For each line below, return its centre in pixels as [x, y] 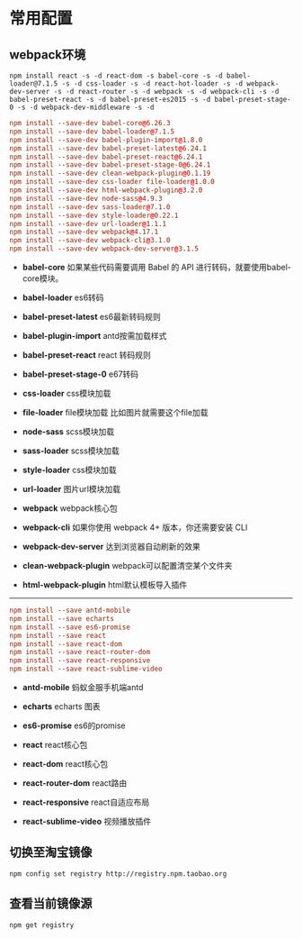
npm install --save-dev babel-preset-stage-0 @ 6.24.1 [110, 165]
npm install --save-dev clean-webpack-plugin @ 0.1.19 [110, 173]
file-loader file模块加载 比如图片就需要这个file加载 [115, 412]
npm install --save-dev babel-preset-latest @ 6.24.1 [108, 148]
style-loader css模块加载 [69, 470]
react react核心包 [55, 745]
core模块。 [43, 278]
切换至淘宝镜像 [51, 852]
